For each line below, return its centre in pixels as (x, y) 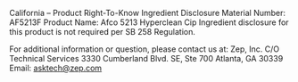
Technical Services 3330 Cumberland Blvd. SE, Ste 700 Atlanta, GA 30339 (146, 58)
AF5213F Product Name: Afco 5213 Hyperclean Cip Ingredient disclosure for (149, 22)
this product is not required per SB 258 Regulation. (103, 32)
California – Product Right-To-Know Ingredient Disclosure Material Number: (148, 13)
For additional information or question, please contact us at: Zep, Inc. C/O (144, 49)
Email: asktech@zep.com (56, 68)
